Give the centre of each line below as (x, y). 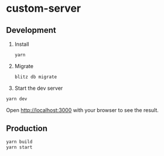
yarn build (19, 142)
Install (22, 44)
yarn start (19, 147)
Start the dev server (39, 88)
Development (31, 30)
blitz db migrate (36, 77)
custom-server (43, 9)
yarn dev (17, 99)
